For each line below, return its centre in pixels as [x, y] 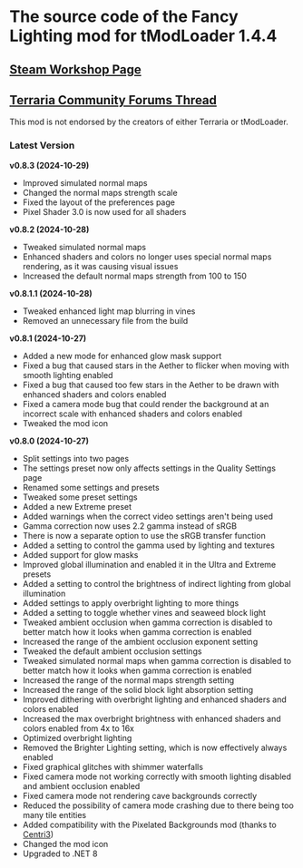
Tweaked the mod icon [65, 423]
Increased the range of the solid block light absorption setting [138, 689]
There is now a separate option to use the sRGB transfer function [144, 535]
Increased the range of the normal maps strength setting [128, 680]
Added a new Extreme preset [77, 506]
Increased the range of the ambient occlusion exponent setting [140, 641]
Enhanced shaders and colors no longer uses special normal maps [147, 257]
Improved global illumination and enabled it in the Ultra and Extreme [149, 564]
